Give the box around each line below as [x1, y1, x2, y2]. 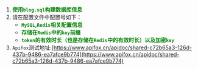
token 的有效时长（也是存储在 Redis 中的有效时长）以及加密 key [21, 37, 175, 43]
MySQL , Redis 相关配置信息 [21, 21, 83, 28]
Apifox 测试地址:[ [12, 44, 54, 51]
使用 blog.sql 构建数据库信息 [12, 6, 83, 13]
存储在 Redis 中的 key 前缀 [21, 29, 81, 36]
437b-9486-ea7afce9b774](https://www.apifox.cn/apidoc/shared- [12, 51, 180, 58]
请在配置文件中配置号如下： [12, 13, 82, 21]
